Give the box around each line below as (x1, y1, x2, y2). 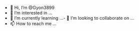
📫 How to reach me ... (10, 21, 57, 27)
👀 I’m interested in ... (10, 10, 53, 16)
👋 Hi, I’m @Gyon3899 (10, 5, 55, 10)
